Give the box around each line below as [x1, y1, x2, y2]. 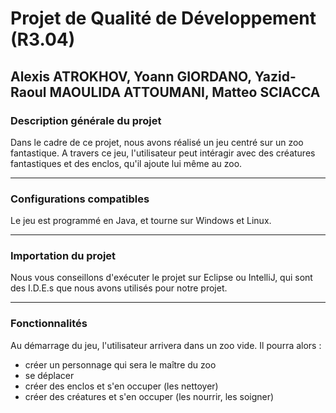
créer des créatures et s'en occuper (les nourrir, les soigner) [24, 390, 275, 402]
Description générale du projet [10, 113, 162, 127]
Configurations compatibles [10, 192, 150, 206]
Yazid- [254, 68, 297, 85]
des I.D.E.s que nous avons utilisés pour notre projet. [10, 282, 228, 294]
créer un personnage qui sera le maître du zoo [24, 358, 217, 371]
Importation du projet [10, 249, 117, 263]
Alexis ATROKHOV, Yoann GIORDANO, [10, 68, 252, 85]
